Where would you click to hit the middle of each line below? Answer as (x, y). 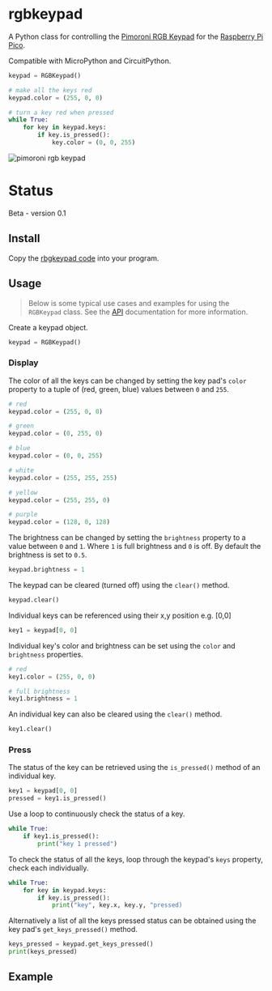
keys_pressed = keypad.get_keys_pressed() (81, 944)
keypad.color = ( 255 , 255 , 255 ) (63, 478)
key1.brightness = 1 (43, 699)
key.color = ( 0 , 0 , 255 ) (93, 142)
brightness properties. (46, 654)
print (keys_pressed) (43, 952)
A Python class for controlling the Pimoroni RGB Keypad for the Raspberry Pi (136, 36)
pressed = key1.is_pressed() (57, 798)
